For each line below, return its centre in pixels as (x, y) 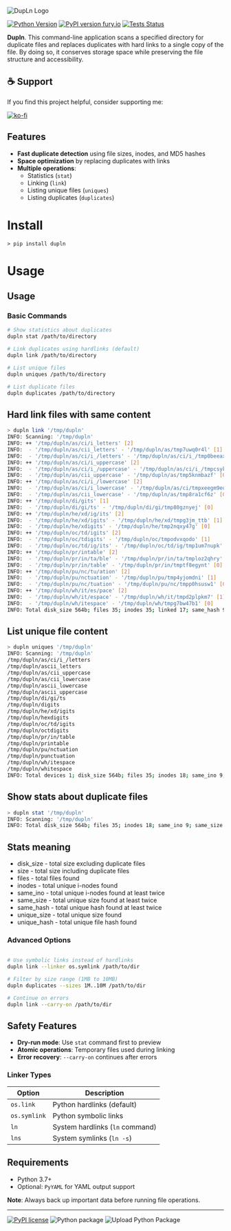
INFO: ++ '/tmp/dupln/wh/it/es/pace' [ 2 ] (67, 591)
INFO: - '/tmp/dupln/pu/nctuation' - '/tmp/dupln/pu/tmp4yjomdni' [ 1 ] (112, 578)
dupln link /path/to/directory (52, 356)
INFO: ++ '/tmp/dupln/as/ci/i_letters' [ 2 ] (70, 443)
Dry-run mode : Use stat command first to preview (89, 1042)
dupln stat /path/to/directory (52, 337)
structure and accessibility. (45, 59)
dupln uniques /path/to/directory (57, 374)
